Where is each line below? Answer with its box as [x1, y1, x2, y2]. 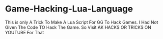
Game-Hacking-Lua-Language [5, 3, 134, 14]
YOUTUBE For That [5, 29, 44, 35]
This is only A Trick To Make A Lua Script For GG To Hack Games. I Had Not [5, 19, 159, 25]
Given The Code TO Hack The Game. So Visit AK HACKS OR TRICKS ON [5, 24, 151, 30]
